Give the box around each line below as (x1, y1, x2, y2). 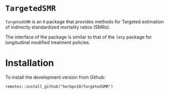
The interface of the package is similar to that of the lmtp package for (5, 34, 152, 40)
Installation (5, 57, 54, 69)
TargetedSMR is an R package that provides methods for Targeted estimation (5, 18, 164, 25)
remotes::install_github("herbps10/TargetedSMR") (5, 84, 114, 89)
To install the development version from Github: (5, 74, 106, 80)
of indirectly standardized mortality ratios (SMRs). (5, 24, 111, 30)
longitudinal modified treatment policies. (5, 39, 91, 45)
